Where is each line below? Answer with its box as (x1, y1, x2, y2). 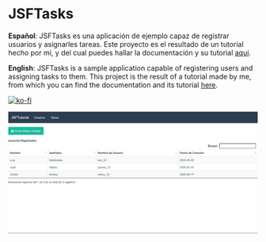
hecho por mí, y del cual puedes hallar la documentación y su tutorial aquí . (8, 48, 252, 57)
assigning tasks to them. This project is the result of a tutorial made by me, (8, 71, 252, 81)
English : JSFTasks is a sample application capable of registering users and (8, 63, 253, 72)
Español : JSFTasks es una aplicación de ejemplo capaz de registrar (8, 31, 230, 40)
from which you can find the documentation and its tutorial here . (8, 80, 218, 90)
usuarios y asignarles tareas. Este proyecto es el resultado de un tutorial (8, 39, 244, 48)
